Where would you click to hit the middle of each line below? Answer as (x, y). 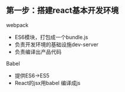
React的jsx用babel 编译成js (47, 83)
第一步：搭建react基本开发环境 (63, 11)
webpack (17, 25)
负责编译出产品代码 (38, 52)
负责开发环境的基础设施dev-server (57, 44)
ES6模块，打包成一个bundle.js (51, 37)
